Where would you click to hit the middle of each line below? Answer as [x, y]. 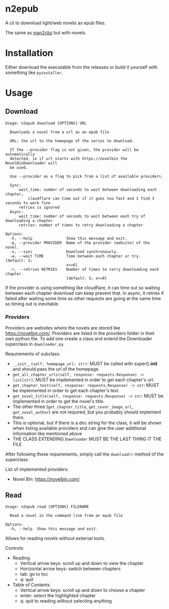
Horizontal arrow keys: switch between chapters [70, 569]
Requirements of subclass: [33, 354]
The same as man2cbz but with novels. [46, 32]
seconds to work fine [28, 203]
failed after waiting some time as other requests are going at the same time [83, 298]
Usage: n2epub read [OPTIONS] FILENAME [47, 507]
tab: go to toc [34, 574]
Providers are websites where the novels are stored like [63, 328]
